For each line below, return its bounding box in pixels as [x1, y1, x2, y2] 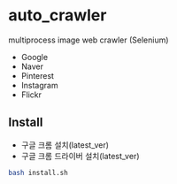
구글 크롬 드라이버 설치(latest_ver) [20, 150, 140, 161]
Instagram [20, 80, 58, 90]
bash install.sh [8, 168, 68, 177]
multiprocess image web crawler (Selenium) [8, 34, 169, 45]
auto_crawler [8, 5, 107, 26]
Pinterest [20, 70, 55, 80]
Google [20, 51, 49, 62]
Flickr [20, 89, 42, 100]
